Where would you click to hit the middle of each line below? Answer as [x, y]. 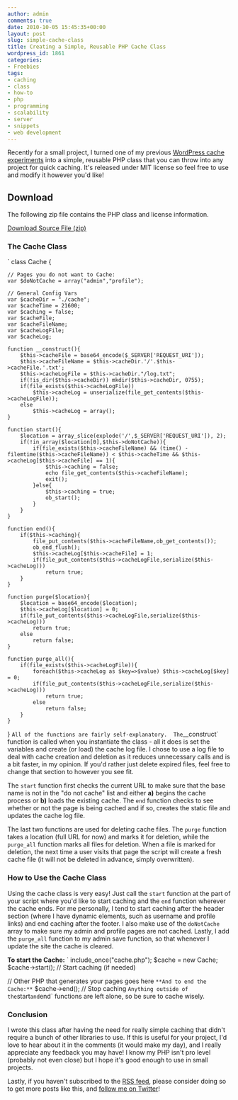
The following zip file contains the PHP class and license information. [108, 215]
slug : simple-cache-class [45, 40]
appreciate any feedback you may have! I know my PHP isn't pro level [109, 1053]
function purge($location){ [49, 597]
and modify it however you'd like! [56, 175]
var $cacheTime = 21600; [44, 306]
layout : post [27, 34]
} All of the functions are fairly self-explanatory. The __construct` [113, 735]
